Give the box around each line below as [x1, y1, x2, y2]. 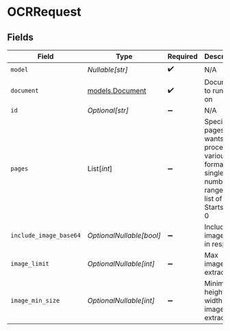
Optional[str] [87, 106, 129, 115]
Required [167, 52, 198, 61]
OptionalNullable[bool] [87, 231, 161, 240]
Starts [204, 203, 224, 212]
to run [204, 86, 224, 95]
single [204, 169, 224, 177]
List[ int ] [87, 164, 113, 173]
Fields [7, 32, 34, 43]
